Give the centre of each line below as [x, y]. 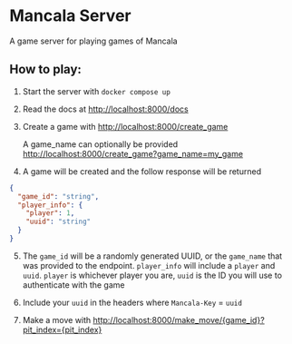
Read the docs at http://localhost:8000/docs [105, 109]
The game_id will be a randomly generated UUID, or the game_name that [152, 256]
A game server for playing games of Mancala [94, 41]
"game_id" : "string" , [58, 196]
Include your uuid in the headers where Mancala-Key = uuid [132, 302]
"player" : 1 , [50, 213]
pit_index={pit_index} [62, 329]
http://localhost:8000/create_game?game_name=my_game [132, 153]
